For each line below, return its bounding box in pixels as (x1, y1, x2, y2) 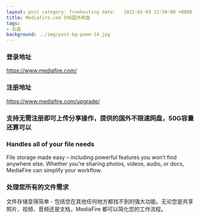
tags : (6, 20, 20, 26)
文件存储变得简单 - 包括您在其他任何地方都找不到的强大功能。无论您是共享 (6, 198, 194, 205)
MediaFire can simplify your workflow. (6, 166, 102, 174)
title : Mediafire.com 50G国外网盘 (6, 15, 90, 21)
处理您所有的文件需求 (6, 183, 69, 191)
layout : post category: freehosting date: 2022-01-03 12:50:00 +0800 (6, 9, 192, 15)
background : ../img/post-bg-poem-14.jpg (6, 32, 111, 38)
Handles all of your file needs (6, 139, 95, 148)
